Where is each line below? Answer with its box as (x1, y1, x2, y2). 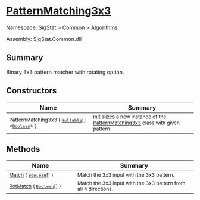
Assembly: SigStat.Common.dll (6, 35, 82, 42)
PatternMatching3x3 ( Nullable (9, 116, 82, 123)
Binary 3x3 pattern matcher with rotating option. (6, 68, 124, 76)
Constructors (6, 86, 57, 96)
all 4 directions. (77, 186, 113, 193)
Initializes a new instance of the (93, 113, 167, 120)
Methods (6, 144, 40, 154)
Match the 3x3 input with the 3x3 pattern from (77, 180, 186, 187)
